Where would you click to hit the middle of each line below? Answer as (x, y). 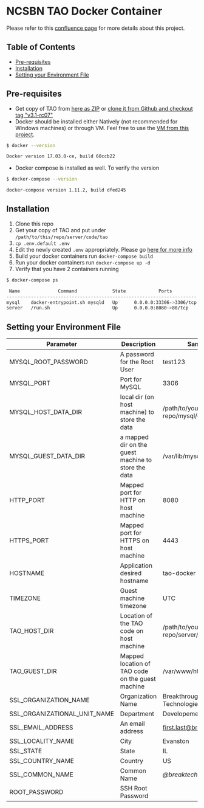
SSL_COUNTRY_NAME (42, 761)
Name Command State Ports (90, 291)
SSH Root (134, 789)
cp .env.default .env (42, 243)
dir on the (134, 445)
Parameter (62, 344)
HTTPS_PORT (29, 540)
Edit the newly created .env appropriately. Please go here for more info (104, 249)
